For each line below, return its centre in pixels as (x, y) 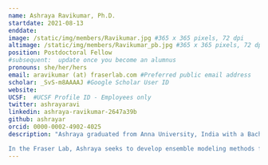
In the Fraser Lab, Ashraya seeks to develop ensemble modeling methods (132, 148)
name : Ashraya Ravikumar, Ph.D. (62, 16)
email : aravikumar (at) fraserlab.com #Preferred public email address (130, 75)
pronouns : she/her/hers (48, 68)
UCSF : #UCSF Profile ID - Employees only (80, 97)
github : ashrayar (37, 120)
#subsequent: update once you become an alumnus (93, 61)
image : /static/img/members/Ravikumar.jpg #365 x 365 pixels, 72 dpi (126, 38)
